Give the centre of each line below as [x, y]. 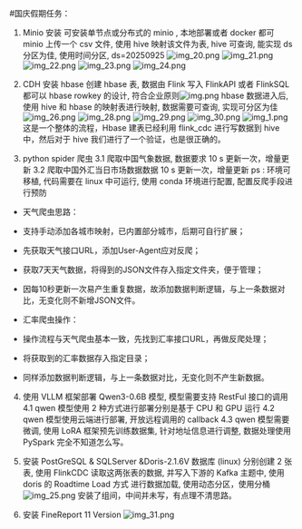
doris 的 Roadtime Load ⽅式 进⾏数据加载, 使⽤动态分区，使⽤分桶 [146, 484]
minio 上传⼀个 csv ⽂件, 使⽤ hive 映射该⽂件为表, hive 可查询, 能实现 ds [157, 44]
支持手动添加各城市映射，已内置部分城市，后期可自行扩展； [134, 231]
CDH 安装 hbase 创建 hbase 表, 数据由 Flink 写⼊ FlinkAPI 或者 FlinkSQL [156, 84]
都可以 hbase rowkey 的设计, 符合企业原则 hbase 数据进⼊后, [155, 95]
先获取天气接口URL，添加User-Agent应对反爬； [112, 250]
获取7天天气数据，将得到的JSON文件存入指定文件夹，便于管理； [143, 269]
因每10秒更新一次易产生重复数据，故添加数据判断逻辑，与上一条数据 [150, 289]
